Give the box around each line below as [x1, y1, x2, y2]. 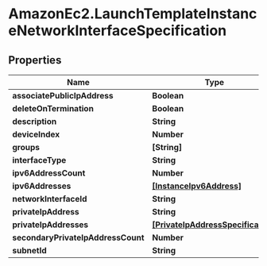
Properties [8, 53, 62, 67]
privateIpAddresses [12, 219, 89, 230]
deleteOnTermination [12, 103, 94, 114]
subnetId [12, 245, 47, 256]
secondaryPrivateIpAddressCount [12, 232, 145, 243]
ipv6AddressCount [12, 168, 86, 179]
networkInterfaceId [12, 194, 87, 204]
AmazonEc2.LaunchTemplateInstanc [8, 5, 257, 23]
